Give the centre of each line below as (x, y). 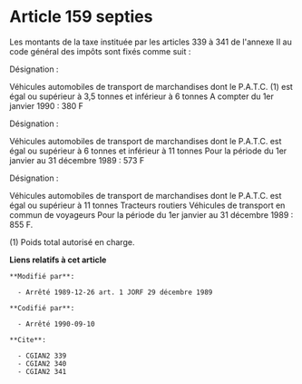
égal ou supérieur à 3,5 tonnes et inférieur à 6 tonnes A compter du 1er (142, 96)
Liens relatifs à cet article (58, 260)
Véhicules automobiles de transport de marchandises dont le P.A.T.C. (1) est (151, 86)
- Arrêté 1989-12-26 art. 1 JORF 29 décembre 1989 (115, 292)
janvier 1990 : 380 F (47, 105)
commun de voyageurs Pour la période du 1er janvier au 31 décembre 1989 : (151, 214)
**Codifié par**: (42, 308)
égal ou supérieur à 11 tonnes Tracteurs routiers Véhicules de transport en (147, 205)
